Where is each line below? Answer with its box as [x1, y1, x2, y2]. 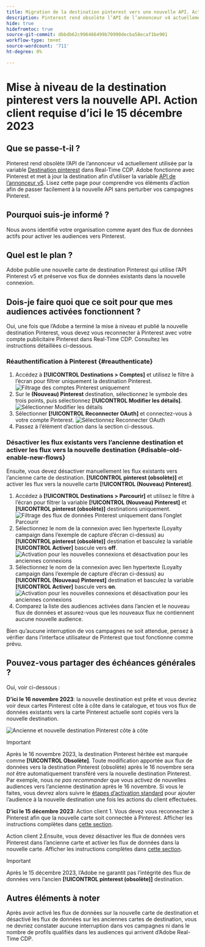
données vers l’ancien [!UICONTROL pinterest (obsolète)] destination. [6, 875, 184, 882]
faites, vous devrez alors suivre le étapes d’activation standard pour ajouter [6, 789, 196, 796]
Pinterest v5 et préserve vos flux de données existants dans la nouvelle [6, 273, 185, 280]
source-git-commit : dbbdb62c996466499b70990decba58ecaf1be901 [6, 32, 168, 38]
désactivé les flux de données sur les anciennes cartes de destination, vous [6, 916, 197, 923]
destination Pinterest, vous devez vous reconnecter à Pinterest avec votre [6, 329, 192, 336]
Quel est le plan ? [6, 250, 73, 260]
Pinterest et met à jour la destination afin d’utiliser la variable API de [6, 172, 176, 180]
